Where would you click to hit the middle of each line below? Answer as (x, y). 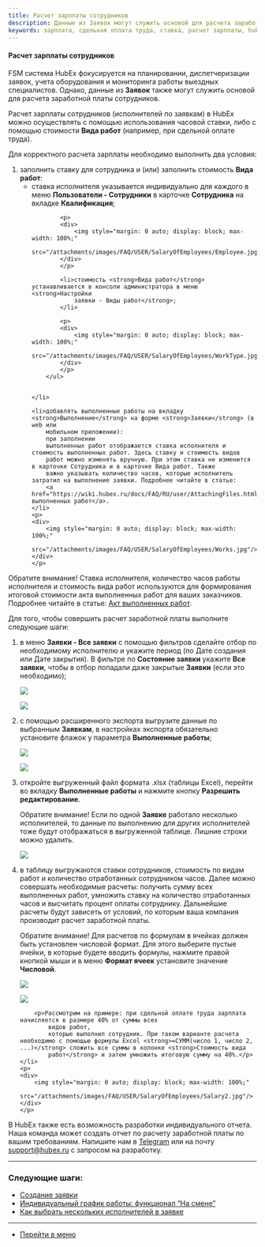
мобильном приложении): (85, 431)
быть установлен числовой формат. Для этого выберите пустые (128, 944)
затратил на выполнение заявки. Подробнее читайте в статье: (134, 480)
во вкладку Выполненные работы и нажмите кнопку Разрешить (130, 790)
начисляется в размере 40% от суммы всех (88, 1020)
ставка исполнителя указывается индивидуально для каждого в (140, 186)
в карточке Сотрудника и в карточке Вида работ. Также (123, 466)
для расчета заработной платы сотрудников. (84, 98)
